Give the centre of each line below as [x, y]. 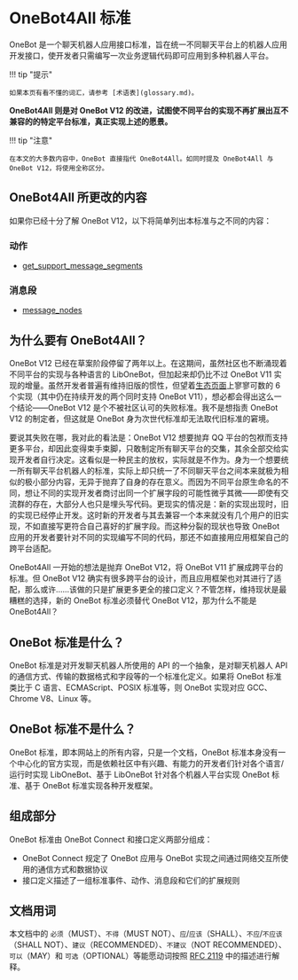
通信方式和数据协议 [73, 869]
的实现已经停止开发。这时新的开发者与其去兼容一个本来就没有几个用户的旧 [145, 515]
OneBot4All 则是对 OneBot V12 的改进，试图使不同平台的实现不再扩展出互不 [149, 110]
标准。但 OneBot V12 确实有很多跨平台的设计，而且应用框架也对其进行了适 [145, 578]
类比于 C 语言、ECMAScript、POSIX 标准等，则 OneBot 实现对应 [127, 687]
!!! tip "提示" [31, 74]
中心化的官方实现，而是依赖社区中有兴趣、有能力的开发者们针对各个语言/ [150, 763]
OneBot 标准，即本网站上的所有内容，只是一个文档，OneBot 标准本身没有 [144, 752]
